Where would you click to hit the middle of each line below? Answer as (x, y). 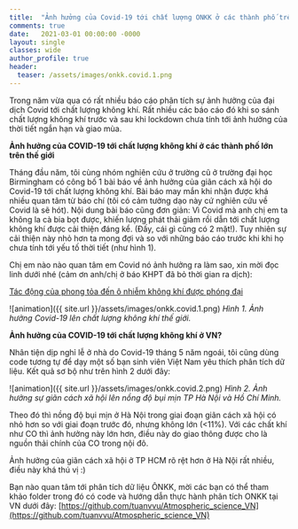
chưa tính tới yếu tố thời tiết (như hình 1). (83, 247)
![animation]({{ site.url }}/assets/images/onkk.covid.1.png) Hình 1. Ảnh (137, 308)
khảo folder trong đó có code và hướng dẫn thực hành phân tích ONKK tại (144, 496)
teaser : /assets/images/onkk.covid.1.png (95, 75)
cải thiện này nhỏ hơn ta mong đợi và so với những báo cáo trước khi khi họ (146, 238)
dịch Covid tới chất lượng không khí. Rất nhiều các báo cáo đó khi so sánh (144, 109)
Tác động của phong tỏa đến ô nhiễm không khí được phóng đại (126, 291)
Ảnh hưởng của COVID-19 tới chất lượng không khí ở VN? (116, 335)
